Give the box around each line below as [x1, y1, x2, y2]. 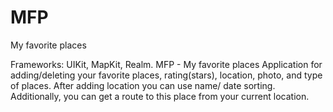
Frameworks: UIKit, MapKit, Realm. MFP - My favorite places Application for [10, 58, 323, 70]
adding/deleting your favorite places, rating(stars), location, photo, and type [10, 69, 323, 81]
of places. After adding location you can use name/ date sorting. [10, 79, 276, 91]
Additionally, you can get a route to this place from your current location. [10, 90, 310, 102]
